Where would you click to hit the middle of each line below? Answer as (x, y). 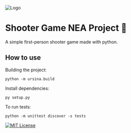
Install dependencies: (27, 88)
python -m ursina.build (30, 79)
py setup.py (17, 97)
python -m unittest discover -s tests (45, 116)
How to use (23, 58)
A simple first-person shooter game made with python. (62, 42)
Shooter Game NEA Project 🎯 (66, 28)
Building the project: (26, 70)
